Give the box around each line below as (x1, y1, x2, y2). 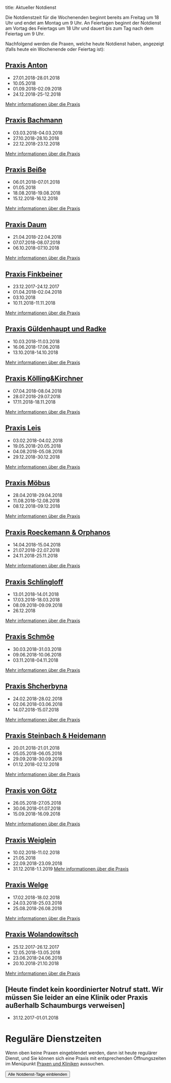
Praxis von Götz (5, 786, 58, 795)
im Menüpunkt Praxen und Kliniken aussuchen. (5, 1061, 105, 1067)
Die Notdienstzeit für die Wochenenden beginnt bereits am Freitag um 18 (5, 14, 159, 20)
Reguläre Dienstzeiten (5, 1033, 102, 1044)
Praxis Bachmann (5, 116, 63, 125)
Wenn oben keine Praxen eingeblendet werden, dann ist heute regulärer (5, 1050, 158, 1056)
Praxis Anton (5, 61, 48, 70)
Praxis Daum (5, 220, 47, 229)
